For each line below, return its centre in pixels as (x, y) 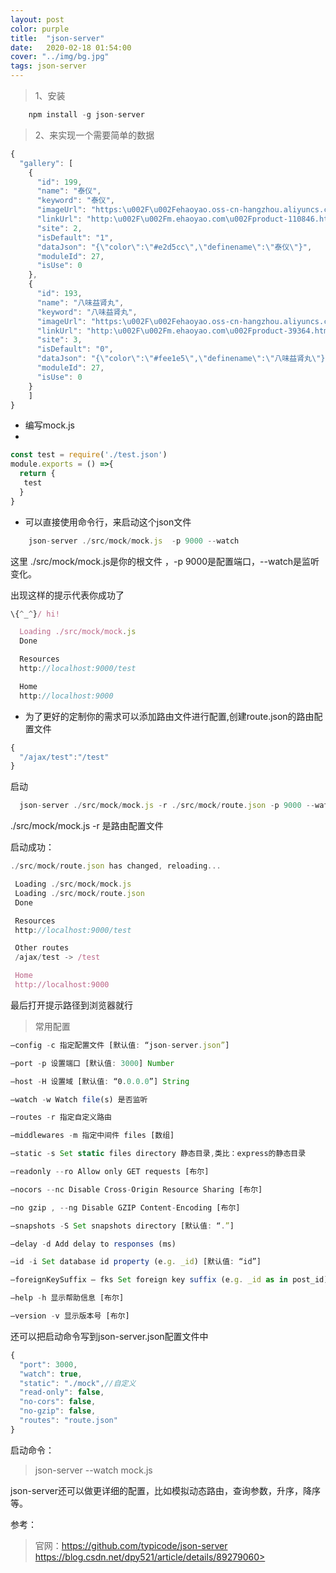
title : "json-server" (57, 38)
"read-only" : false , (62, 1392)
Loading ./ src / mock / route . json (79, 893)
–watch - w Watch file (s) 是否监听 (79, 1099)
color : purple (40, 29)
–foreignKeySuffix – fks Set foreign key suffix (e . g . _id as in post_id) (169, 1280)
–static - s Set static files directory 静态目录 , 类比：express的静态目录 (158, 1154)
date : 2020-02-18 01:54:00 (71, 47)
